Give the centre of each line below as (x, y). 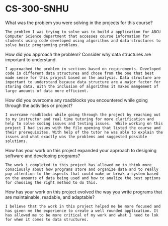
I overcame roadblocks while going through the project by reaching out (83, 115)
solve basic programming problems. (43, 45)
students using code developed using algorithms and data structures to (83, 41)
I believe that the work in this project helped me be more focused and (83, 206)
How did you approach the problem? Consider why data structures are (78, 54)
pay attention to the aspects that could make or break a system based (82, 174)
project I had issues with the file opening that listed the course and (83, 128)
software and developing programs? (43, 156)
